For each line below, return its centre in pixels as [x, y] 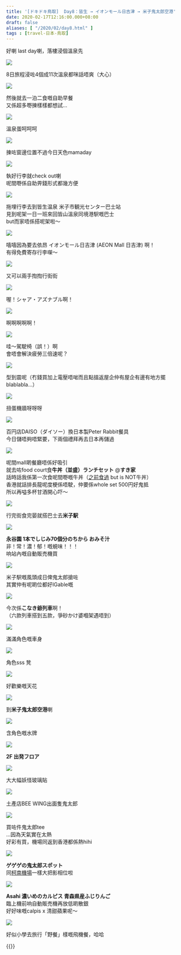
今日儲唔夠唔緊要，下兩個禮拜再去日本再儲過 [60, 439]
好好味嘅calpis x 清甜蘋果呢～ [42, 911]
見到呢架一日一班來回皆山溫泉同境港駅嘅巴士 [60, 214]
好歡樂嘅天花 [21, 686]
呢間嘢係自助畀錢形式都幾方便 [42, 183]
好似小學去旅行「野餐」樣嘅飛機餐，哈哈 [55, 934]
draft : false [22, 22]
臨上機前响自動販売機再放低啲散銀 [47, 904]
